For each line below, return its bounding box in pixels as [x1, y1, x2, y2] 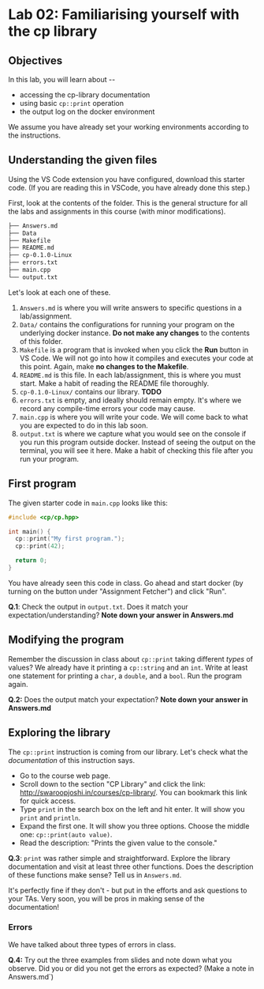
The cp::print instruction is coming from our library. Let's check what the [8, 747, 248, 757]
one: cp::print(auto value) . [19, 829, 113, 839]
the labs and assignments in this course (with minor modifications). [8, 206, 226, 216]
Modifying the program [8, 633, 125, 647]
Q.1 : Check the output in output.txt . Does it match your [8, 602, 188, 611]
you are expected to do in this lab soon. [19, 421, 148, 430]
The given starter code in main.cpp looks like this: [8, 498, 168, 508]
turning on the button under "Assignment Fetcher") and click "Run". [8, 587, 227, 596]
